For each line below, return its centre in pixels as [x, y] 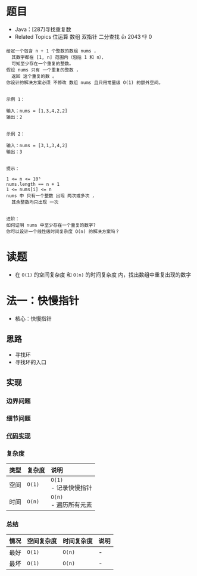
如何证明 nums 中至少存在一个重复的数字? [51, 225]
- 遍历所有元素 [71, 505]
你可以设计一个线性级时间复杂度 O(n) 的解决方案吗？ [63, 231]
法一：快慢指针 [43, 301]
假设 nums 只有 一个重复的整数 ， [43, 70]
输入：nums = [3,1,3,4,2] [37, 145]
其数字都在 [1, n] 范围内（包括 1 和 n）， [59, 57]
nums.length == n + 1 [33, 184]
